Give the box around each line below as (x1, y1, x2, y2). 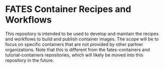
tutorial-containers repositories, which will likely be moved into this (5, 51, 143, 58)
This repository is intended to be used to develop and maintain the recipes (5, 30, 159, 36)
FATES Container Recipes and (5, 3, 131, 15)
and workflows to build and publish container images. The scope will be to (5, 36, 159, 42)
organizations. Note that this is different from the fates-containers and (5, 46, 150, 52)
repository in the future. (5, 57, 54, 63)
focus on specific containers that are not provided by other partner (5, 41, 143, 47)
